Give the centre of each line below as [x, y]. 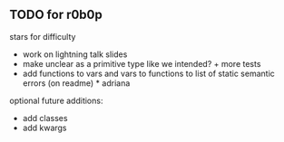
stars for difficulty [43, 36]
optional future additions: [56, 100]
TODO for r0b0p [56, 15]
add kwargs [44, 128]
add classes [45, 118]
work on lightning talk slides [75, 54]
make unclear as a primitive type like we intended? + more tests [142, 63]
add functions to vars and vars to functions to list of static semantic [148, 73]
